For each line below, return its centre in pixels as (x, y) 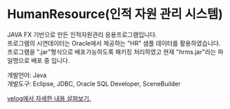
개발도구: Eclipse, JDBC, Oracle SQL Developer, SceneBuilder (94, 83)
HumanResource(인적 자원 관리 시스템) (115, 14)
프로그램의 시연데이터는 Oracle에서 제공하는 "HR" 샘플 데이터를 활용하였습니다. (114, 43)
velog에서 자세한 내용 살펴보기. (49, 98)
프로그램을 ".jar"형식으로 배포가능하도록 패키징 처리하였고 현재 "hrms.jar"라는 (112, 52)
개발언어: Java (27, 75)
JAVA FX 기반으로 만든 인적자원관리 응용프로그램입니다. (82, 34)
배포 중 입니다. (50, 60)
